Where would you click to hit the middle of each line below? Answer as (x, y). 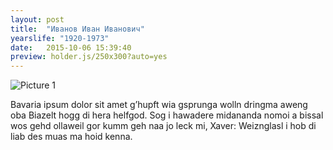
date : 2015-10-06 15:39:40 (71, 47)
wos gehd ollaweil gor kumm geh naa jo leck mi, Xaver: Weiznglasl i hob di (163, 126)
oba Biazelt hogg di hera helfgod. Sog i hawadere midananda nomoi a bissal (167, 115)
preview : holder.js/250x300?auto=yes (89, 57)
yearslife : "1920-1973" (60, 38)
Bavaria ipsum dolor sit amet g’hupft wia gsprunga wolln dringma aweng (159, 105)
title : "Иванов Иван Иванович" (77, 29)
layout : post (37, 19)
